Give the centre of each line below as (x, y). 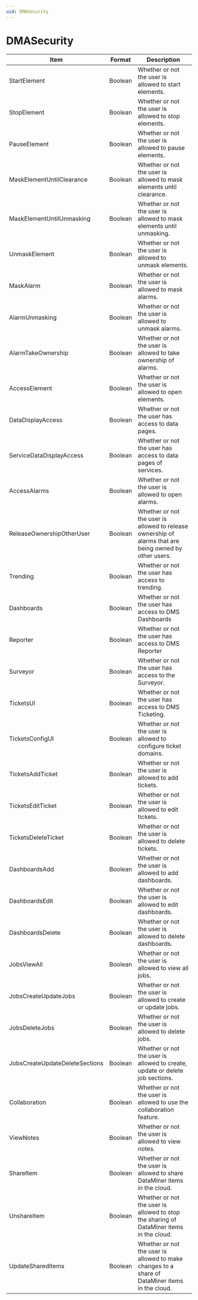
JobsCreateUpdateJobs (42, 996)
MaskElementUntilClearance (48, 179)
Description (163, 60)
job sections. (155, 1078)
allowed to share (161, 1173)
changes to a (156, 1266)
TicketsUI (22, 703)
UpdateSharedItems (37, 1266)
